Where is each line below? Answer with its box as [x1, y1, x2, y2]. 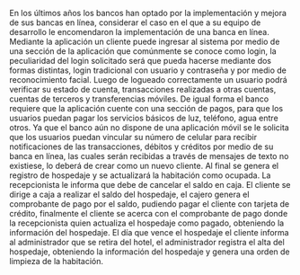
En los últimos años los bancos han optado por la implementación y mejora [9, 8, 287, 18]
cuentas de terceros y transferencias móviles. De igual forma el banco [9, 93, 269, 104]
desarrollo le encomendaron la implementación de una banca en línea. [9, 27, 269, 37]
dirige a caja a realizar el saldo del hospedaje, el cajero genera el [9, 189, 250, 200]
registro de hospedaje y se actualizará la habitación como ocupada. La [9, 170, 271, 181]
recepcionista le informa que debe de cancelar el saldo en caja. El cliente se [9, 180, 291, 190]
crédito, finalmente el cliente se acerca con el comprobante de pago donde [9, 208, 288, 218]
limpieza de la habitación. [9, 256, 104, 266]
